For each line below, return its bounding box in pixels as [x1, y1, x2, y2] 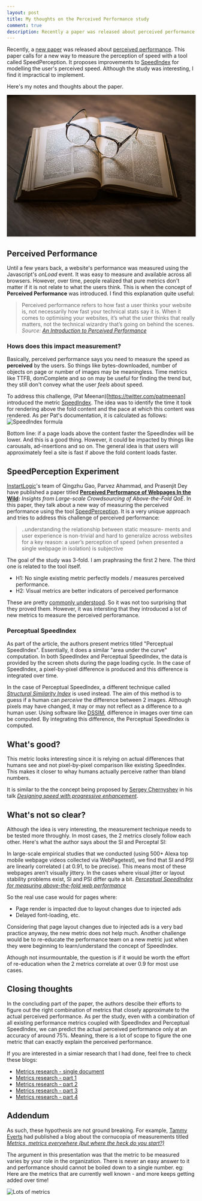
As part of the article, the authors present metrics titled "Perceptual [7, 640, 173, 647]
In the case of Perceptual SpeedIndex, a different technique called [7, 684, 170, 691]
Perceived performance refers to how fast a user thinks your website [21, 302, 192, 309]
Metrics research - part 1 [15, 1074, 77, 1081]
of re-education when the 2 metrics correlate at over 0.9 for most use [7, 960, 179, 968]
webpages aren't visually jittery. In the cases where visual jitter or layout [7, 869, 185, 876]
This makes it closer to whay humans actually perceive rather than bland [7, 768, 186, 775]
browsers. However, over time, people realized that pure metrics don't [7, 277, 180, 284]
